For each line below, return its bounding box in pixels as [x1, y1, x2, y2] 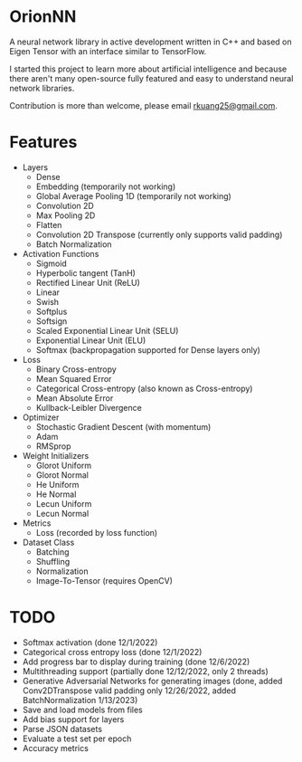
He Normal [35, 489, 77, 500]
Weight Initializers [22, 450, 90, 461]
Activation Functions [22, 248, 99, 259]
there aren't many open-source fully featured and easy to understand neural [9, 72, 294, 83]
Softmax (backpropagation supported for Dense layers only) [35, 344, 260, 355]
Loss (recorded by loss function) [35, 527, 158, 538]
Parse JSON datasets [22, 723, 102, 734]
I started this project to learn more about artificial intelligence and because [9, 63, 288, 74]
